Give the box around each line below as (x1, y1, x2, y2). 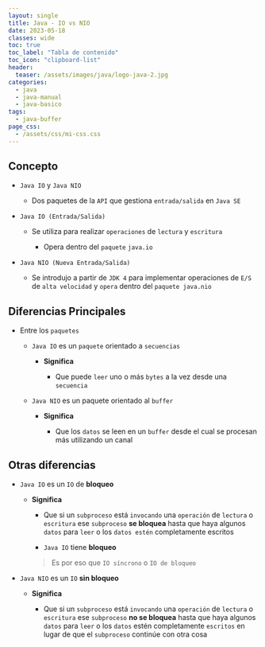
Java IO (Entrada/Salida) (19, 212, 106, 221)
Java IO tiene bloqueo (43, 543, 117, 552)
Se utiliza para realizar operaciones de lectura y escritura (31, 227, 223, 236)
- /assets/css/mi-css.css (15, 130, 102, 138)
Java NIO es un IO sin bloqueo (19, 574, 119, 583)
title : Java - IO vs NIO (8, 19, 90, 27)
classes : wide (8, 33, 56, 42)
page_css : (8, 123, 41, 131)
